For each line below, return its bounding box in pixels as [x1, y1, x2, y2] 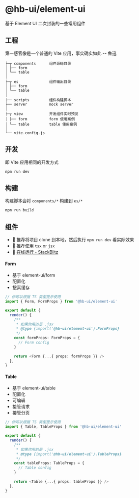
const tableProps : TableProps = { [14, 460, 84, 466]
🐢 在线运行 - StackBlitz [12, 249, 58, 255]
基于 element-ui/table [12, 385, 56, 391]
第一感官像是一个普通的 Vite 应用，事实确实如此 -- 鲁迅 [5, 50, 117, 56]
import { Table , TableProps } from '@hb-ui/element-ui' [5, 424, 122, 429]
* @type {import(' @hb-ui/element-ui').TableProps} [16, 452, 122, 457]
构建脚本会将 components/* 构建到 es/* [5, 198, 83, 204]
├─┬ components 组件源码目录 [5, 61, 71, 66]
